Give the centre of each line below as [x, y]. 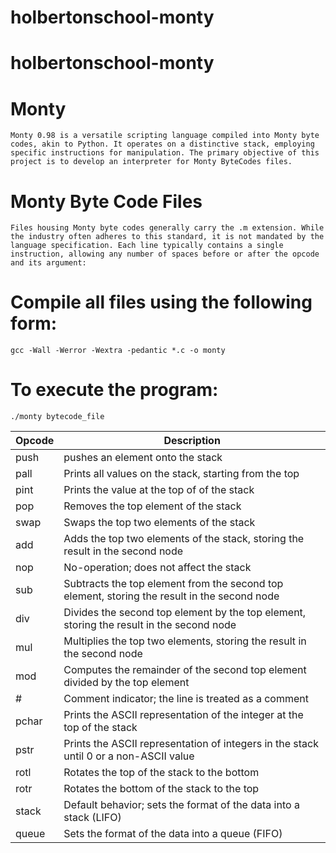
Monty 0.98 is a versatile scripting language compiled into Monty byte [165, 136]
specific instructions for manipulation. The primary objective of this [165, 153]
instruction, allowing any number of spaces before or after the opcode [165, 254]
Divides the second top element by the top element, [185, 613]
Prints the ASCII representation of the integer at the [183, 715]
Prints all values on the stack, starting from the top [181, 474]
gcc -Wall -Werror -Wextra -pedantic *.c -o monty [118, 351]
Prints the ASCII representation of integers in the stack [191, 744]
